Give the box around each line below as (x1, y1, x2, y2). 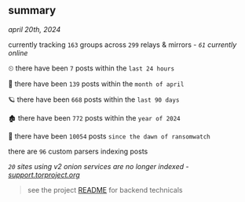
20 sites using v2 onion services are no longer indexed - (8, 161, 189, 171)
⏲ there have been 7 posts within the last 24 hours (8, 63, 175, 73)
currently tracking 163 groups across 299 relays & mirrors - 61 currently (8, 40, 237, 49)
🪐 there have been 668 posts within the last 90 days (8, 95, 180, 104)
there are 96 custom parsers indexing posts (8, 146, 148, 156)
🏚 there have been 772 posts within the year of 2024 (8, 113, 181, 122)
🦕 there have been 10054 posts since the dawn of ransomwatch (8, 131, 210, 141)
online (8, 48, 28, 57)
